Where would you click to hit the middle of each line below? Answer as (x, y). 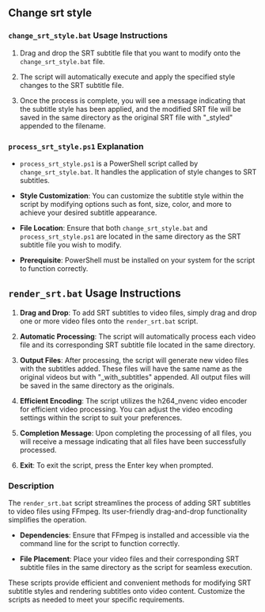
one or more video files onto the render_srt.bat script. (109, 321)
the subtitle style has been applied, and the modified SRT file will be (130, 109)
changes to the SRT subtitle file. (72, 85)
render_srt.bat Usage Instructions (95, 294)
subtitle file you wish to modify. (70, 244)
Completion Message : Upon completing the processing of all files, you (135, 433)
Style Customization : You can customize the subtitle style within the (131, 195)
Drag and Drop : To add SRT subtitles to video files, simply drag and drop (138, 312)
